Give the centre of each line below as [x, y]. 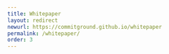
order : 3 [20, 40]
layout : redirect [33, 20]
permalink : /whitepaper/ [44, 33]
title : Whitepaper [34, 14]
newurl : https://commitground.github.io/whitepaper [84, 27]
